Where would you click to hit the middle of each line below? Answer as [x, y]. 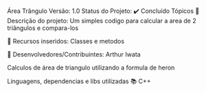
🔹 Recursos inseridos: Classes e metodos [66, 41]
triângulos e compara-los [43, 28]
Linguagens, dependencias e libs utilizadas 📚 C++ [79, 81]
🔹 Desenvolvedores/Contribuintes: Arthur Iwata [74, 54]
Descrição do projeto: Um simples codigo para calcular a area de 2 [102, 21]
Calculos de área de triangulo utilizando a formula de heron [91, 67]
